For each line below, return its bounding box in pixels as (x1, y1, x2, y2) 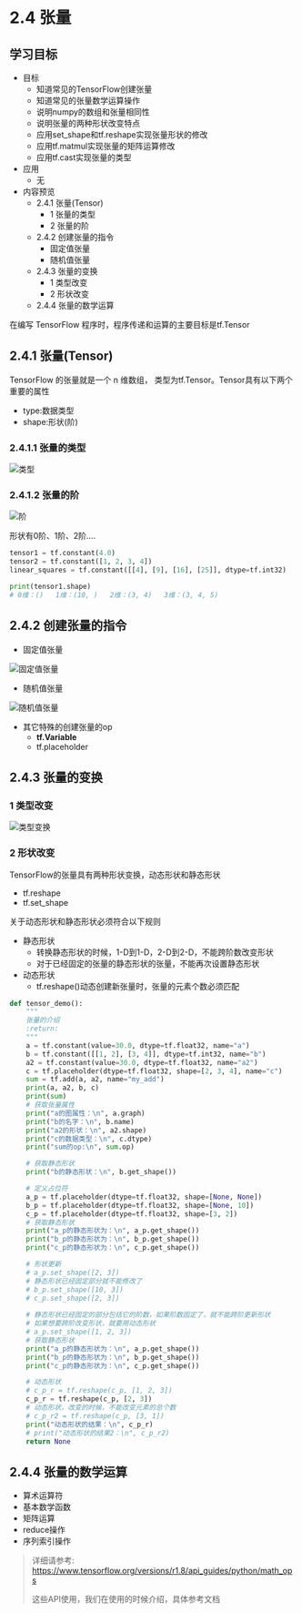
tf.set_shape (22, 897, 69, 908)
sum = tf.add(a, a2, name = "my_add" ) (25, 1075, 166, 1084)
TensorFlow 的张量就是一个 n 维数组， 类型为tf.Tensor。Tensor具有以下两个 (9, 374, 293, 385)
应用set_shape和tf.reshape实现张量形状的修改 (35, 129, 208, 140)
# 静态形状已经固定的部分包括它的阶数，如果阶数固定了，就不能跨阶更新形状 (25, 1311, 271, 1320)
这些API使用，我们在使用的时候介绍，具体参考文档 (31, 1594, 221, 1605)
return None (25, 1436, 71, 1446)
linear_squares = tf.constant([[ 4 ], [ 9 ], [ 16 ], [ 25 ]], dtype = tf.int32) (9, 565, 287, 575)
